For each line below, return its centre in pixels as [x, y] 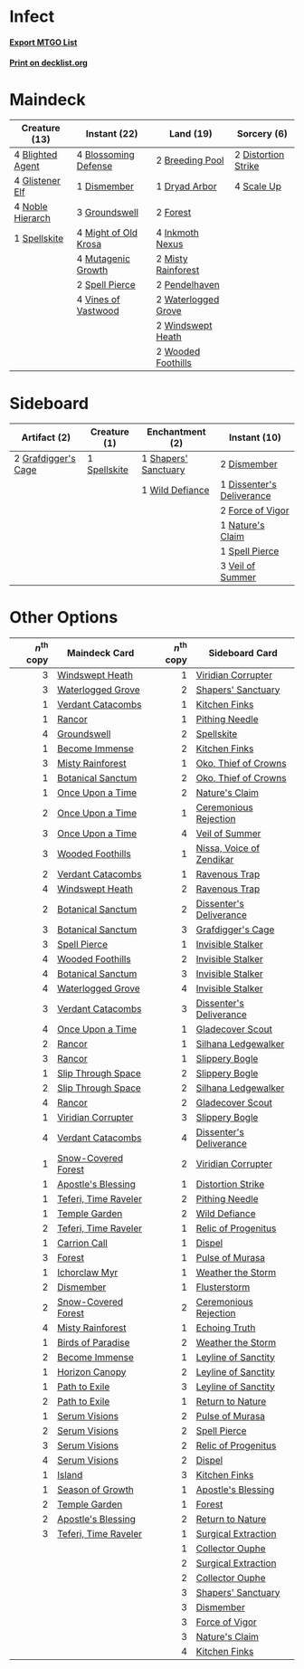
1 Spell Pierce [250, 551]
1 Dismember [105, 186]
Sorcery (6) [262, 134]
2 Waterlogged [188, 300]
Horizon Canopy [92, 1371]
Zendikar [215, 859]
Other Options [64, 618]
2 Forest [174, 213]
